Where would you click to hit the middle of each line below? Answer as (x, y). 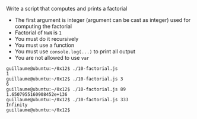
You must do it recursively (47, 39)
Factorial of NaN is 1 (38, 33)
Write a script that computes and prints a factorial (67, 9)
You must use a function (45, 45)
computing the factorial (43, 26)
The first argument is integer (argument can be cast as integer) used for (103, 20)
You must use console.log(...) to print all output (75, 52)
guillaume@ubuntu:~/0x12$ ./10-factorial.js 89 (66, 89)
